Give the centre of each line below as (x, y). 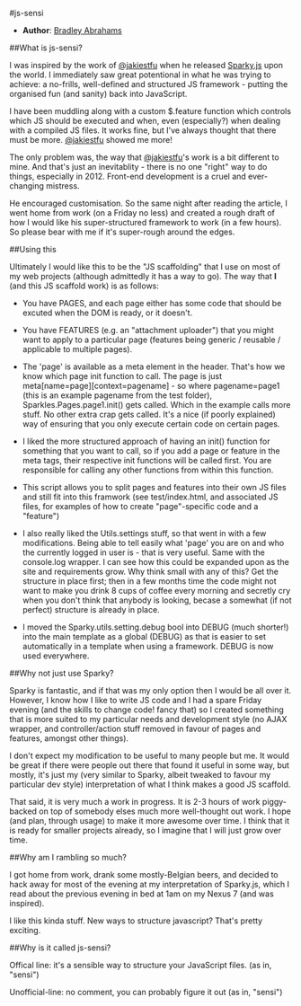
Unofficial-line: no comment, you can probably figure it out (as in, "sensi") (146, 992)
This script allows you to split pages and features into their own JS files (154, 487)
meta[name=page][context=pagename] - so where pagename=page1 (151, 386)
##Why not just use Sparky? (62, 673)
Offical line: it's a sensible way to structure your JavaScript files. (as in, (141, 965)
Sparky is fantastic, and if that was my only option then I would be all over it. (150, 690)
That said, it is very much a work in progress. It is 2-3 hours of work (135, 802)
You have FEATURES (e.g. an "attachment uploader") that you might (148, 330)
